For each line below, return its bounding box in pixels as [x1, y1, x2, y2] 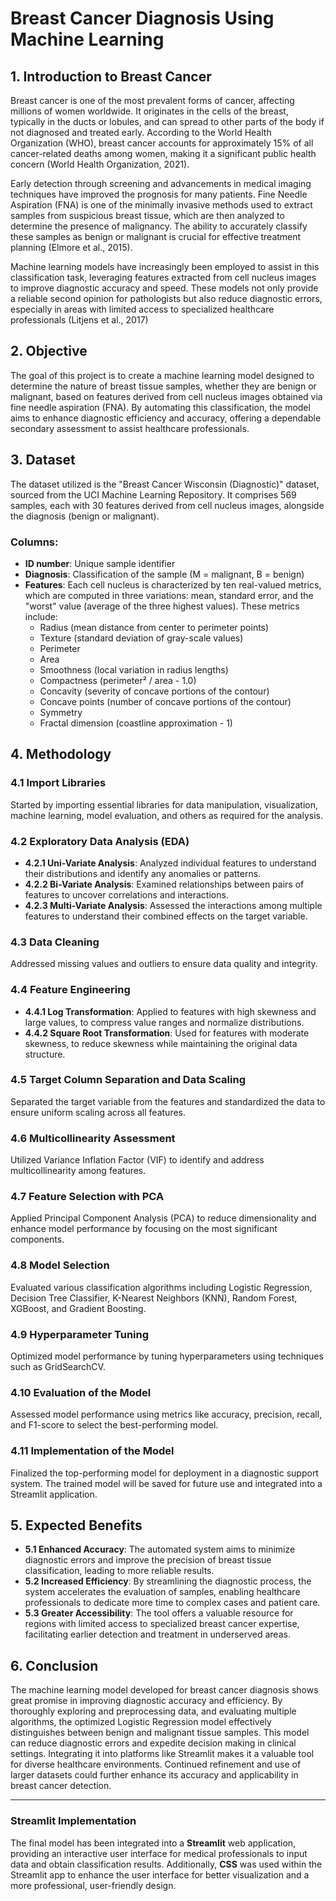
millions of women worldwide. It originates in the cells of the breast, [10, 105, 289, 117]
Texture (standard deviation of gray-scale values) [39, 632, 244, 644]
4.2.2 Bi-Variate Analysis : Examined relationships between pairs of [24, 878, 305, 890]
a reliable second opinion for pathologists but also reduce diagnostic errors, [10, 293, 323, 304]
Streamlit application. [10, 1488, 98, 1500]
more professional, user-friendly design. [10, 1879, 177, 1891]
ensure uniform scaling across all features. [10, 1106, 186, 1118]
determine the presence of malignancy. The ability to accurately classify [10, 220, 308, 232]
